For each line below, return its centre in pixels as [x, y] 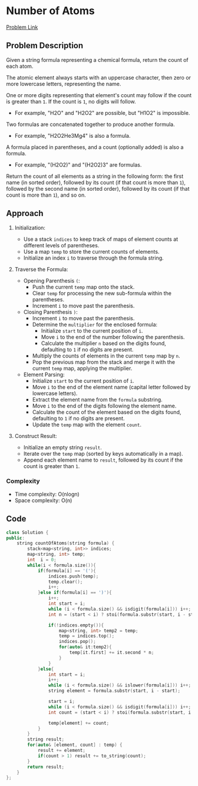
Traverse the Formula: [41, 269]
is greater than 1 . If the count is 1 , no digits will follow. [71, 101]
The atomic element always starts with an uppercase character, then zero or [99, 77]
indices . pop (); [77, 642]
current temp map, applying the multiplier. [82, 368]
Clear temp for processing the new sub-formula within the [102, 293]
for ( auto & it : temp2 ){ [85, 647]
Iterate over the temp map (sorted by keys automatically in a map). [103, 453]
